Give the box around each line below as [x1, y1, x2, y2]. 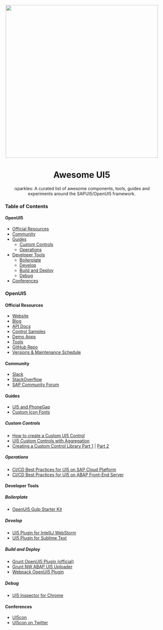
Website [12, 313, 29, 319]
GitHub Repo [12, 344, 38, 350]
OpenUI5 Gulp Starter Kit [12, 506, 62, 512]
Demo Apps [12, 334, 36, 340]
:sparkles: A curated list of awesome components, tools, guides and [14, 185, 150, 191]
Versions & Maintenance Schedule [12, 349, 81, 355]
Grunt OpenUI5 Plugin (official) [12, 559, 74, 565]
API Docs [12, 324, 31, 329]
